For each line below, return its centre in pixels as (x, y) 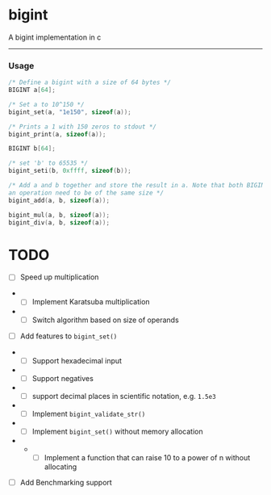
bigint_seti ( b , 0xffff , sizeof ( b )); (70, 171)
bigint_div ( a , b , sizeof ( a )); (59, 222)
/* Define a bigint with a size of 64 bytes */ (90, 82)
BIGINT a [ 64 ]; (32, 90)
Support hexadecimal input (77, 360)
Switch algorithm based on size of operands (105, 320)
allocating (60, 467)
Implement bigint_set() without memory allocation (117, 431)
